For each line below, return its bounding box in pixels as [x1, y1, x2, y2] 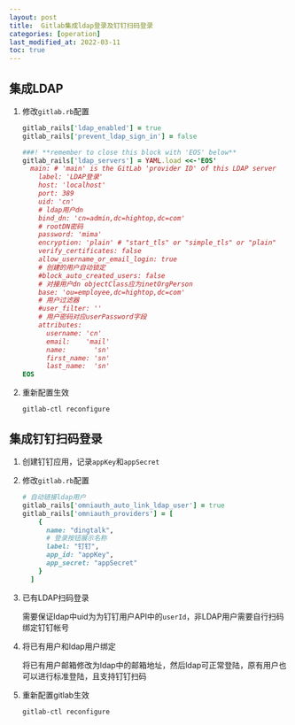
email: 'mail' [45, 337, 111, 346]
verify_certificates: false [38, 247, 142, 256]
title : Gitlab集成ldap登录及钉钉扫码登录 [9, 21, 153, 30]
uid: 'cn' [38, 197, 74, 206]
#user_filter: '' [38, 305, 102, 313]
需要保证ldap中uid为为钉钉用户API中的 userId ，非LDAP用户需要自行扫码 [21, 611, 284, 621]
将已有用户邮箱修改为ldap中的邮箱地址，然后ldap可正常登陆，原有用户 [21, 659, 279, 670]
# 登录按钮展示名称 [45, 534, 108, 543]
